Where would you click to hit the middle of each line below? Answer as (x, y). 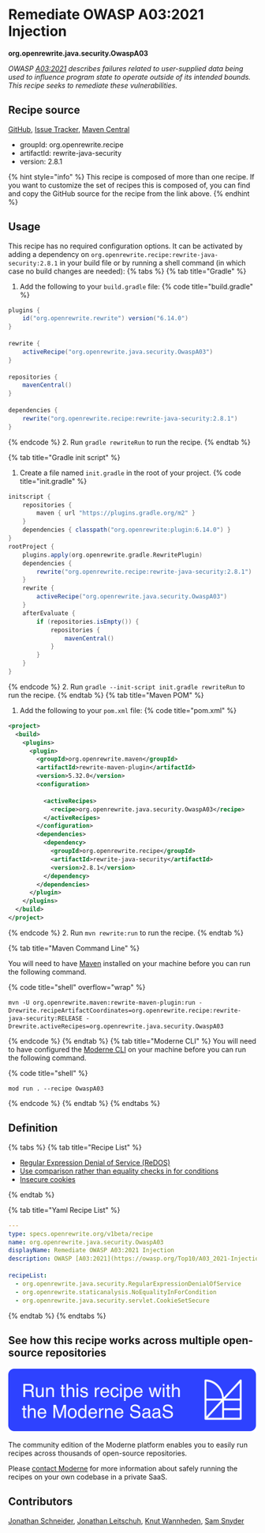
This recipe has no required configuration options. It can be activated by (125, 246)
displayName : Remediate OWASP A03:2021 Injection (91, 1251)
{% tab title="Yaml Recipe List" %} (64, 1210)
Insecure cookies (48, 1179)
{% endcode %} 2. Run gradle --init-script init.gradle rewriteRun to (127, 686)
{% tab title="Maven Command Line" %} (74, 948)
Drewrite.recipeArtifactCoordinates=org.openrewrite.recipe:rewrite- (125, 1010)
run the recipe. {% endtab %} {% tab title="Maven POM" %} (106, 695)
